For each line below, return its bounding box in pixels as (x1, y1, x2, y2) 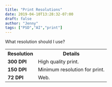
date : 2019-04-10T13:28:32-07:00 (5, 12, 74, 17)
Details (63, 50, 80, 57)
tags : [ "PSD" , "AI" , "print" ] (5, 25, 63, 30)
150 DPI (7, 66, 27, 73)
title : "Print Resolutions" (5, 7, 63, 12)
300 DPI (7, 58, 27, 65)
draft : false (5, 16, 32, 21)
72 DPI (7, 74, 24, 81)
